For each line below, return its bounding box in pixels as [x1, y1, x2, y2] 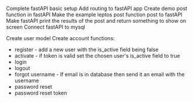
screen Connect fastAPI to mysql [6, 23, 85, 30]
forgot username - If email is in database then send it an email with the [14, 71, 185, 78]
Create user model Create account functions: [6, 35, 115, 41]
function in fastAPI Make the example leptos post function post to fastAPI [6, 11, 182, 18]
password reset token [14, 90, 67, 96]
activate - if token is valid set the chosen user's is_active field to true [14, 52, 180, 59]
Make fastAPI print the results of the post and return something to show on [6, 17, 187, 24]
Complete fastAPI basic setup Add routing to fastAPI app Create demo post [6, 5, 188, 12]
